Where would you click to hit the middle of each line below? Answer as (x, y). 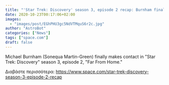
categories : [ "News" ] (28, 33)
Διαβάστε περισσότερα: (30, 71)
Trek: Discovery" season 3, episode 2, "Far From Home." (64, 62)
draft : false (19, 42)
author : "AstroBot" (26, 28)
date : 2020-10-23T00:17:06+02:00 (40, 14)
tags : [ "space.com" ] (27, 38)
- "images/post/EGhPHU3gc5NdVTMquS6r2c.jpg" (57, 24)
